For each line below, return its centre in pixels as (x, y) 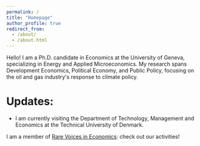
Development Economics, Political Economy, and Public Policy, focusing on (100, 70)
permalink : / (23, 12)
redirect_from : (26, 29)
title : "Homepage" (29, 18)
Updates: (30, 102)
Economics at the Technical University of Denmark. (79, 125)
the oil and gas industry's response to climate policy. (72, 77)
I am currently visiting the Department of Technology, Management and (105, 118)
